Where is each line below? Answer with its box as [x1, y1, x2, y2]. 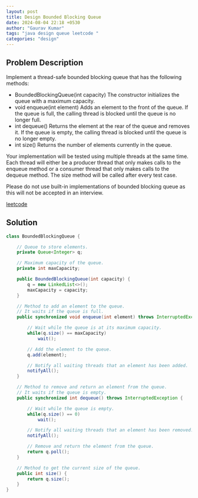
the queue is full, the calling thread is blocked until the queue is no [14, 110, 176, 117]
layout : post [6, 8, 38, 15]
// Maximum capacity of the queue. [16, 260, 104, 266]
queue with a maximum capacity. [14, 97, 95, 104]
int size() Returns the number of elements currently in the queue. [14, 141, 173, 148]
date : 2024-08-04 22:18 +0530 [6, 19, 81, 25]
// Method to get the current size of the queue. [16, 465, 141, 471]
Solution [6, 217, 38, 227]
